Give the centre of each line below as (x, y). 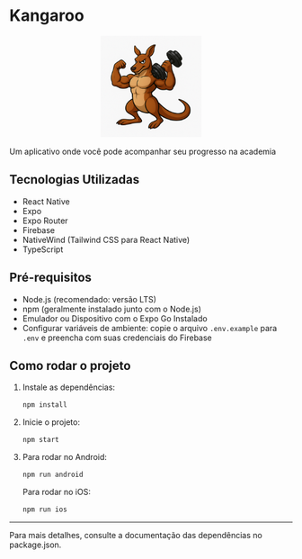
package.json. (36, 545)
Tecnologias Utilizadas (75, 180)
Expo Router (45, 221)
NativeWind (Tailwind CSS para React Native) (106, 239)
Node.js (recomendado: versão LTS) (89, 299)
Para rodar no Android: (65, 457)
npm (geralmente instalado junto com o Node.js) (112, 309)
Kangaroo (47, 16)
